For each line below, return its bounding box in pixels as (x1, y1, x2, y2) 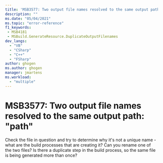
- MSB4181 (7, 30, 27, 34)
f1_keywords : (5, 25, 32, 30)
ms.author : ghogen (5, 66, 42, 71)
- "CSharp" (9, 48, 32, 52)
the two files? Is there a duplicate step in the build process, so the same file (5, 147, 156, 153)
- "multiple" (9, 79, 36, 84)
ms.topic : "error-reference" (5, 20, 64, 26)
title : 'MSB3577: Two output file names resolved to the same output (5, 7, 149, 12)
